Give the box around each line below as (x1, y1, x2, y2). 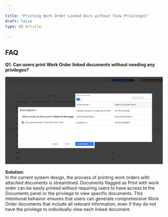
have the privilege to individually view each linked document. (5, 206, 131, 212)
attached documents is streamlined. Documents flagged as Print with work (5, 179, 159, 185)
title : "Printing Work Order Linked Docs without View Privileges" (5, 13, 149, 18)
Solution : (5, 169, 24, 175)
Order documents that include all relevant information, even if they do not (5, 200, 156, 207)
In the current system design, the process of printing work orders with (5, 174, 150, 180)
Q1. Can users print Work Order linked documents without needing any (5, 61, 155, 67)
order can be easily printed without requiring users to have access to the (5, 185, 155, 191)
